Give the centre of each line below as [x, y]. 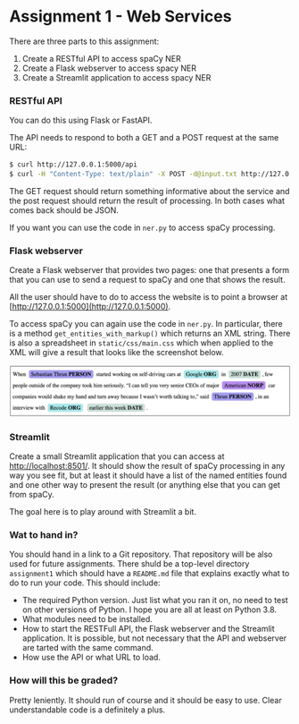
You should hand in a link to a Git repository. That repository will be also [141, 554]
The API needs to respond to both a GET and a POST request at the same [144, 138]
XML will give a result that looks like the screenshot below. [117, 353]
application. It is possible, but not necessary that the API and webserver [154, 638]
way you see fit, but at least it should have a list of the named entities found [148, 475]
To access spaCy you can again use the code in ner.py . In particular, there [146, 324]
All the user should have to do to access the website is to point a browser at [149, 297]
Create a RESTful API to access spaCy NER [101, 58]
